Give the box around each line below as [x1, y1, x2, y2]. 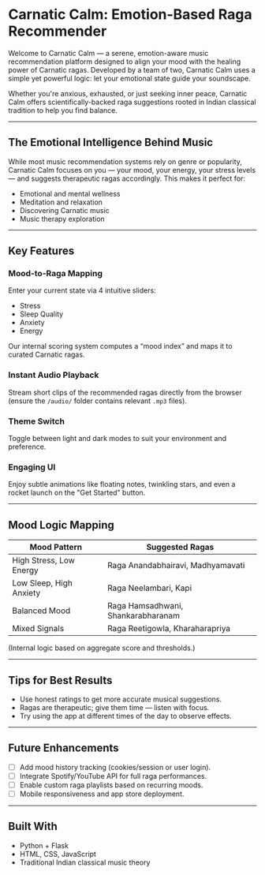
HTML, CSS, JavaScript [19, 849, 97, 858]
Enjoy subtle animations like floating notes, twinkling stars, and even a [8, 480, 236, 489]
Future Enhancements [8, 742, 120, 755]
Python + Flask [19, 840, 69, 850]
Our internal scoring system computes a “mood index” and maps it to [8, 342, 233, 351]
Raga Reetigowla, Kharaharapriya [107, 623, 231, 634]
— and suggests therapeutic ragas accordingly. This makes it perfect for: [8, 174, 246, 183]
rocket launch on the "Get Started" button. [8, 488, 146, 498]
